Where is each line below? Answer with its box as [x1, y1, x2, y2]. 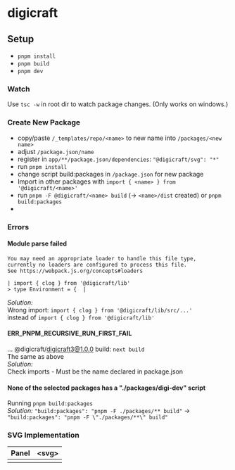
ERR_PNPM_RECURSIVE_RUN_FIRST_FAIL [7, 329, 132, 338]
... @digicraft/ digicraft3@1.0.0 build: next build [7, 345, 145, 353]
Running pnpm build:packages [7, 399, 94, 407]
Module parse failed [7, 239, 68, 248]
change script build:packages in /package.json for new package [17, 170, 204, 178]
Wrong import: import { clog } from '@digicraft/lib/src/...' [7, 305, 193, 314]
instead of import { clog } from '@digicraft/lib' [7, 313, 155, 322]
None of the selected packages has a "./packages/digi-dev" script [7, 383, 206, 392]
